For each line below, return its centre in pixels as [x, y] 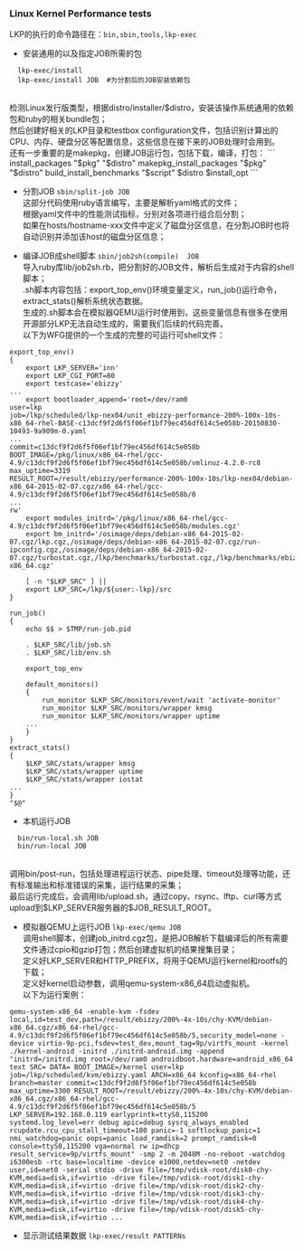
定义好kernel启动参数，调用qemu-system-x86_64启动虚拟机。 [138, 983]
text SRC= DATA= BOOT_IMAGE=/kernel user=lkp [96, 1067]
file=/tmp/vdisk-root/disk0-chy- [210, 1170]
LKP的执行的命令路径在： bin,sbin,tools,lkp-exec [103, 34]
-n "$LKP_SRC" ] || [70, 582]
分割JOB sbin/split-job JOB [76, 192]
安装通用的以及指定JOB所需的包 [82, 53]
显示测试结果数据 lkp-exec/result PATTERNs [104, 1236]
